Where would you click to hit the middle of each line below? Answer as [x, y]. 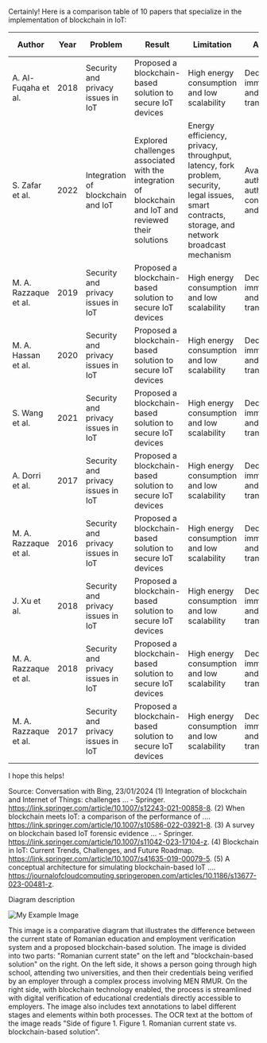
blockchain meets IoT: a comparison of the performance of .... [109, 816]
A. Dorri [27, 475]
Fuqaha [26, 88]
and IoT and [156, 210]
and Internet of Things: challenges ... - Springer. [87, 800]
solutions [151, 240]
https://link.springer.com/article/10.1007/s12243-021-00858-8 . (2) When [126, 808]
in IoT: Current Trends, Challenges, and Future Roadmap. [101, 850]
